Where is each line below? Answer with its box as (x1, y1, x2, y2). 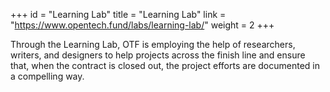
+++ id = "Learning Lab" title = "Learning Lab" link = (10, 9, 227, 20)
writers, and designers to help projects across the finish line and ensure (10, 49, 306, 61)
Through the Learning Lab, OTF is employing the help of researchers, (10, 39, 296, 50)
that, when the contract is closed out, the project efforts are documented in (10, 60, 320, 71)
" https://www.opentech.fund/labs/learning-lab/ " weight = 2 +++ (10, 19, 275, 31)
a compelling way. (10, 70, 85, 82)
